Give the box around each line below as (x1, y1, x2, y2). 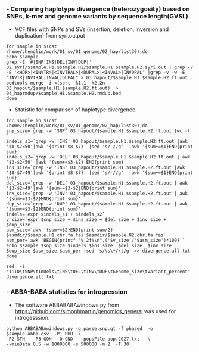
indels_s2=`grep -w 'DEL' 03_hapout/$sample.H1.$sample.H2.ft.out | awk (6, 154, 191, 160)
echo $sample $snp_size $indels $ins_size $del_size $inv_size (6, 243, 172, 249)
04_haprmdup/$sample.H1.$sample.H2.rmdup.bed (6, 91, 121, 96)
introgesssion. (14, 314, 50, 321)
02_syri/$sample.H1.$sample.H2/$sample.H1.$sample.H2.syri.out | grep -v (6, 64, 194, 70)
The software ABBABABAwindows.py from (14, 301, 119, 309)
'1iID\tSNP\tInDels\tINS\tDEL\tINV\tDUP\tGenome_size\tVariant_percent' (6, 269, 191, 275)
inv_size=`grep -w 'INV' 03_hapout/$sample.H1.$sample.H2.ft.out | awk (6, 191, 188, 197)
